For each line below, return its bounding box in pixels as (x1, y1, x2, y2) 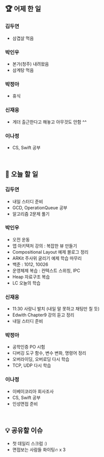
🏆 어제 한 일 (5, 4, 41, 13)
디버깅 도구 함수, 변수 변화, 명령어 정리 (12, 350, 87, 356)
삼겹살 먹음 (12, 35, 34, 41)
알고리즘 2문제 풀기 (12, 211, 50, 217)
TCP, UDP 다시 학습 (12, 362, 51, 368)
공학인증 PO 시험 (12, 344, 46, 350)
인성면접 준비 (12, 400, 38, 406)
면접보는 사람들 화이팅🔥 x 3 (12, 447, 66, 453)
